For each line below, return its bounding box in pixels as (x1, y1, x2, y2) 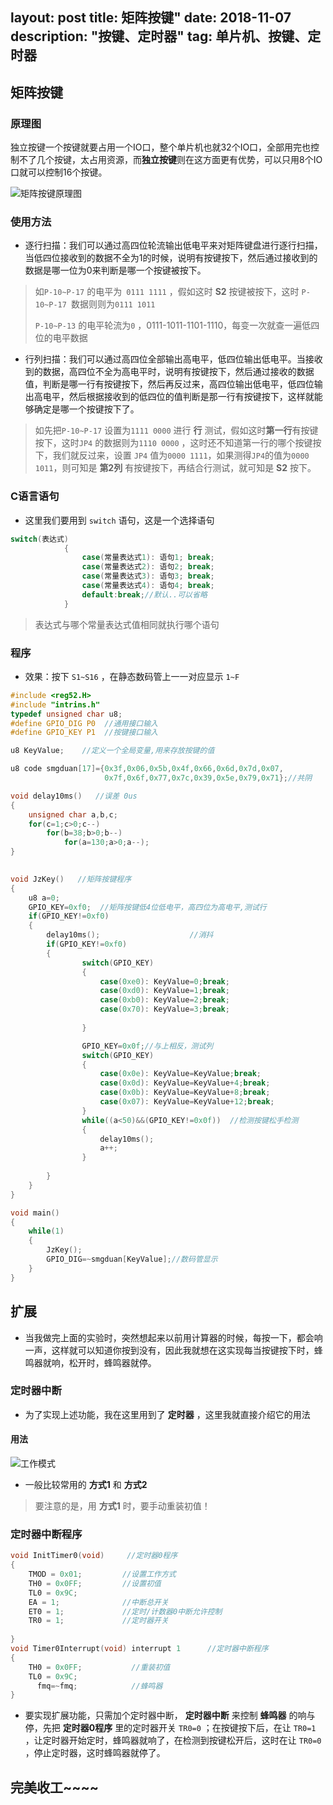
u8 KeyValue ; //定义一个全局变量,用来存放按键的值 (10, 746, 215, 756)
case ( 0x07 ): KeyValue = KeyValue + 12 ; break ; (99, 1097, 275, 1107)
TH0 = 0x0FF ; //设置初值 (28, 1578, 162, 1588)
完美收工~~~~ (10, 1779, 100, 1796)
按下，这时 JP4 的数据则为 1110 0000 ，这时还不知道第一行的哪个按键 (34, 437, 313, 449)
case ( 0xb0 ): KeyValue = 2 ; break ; (99, 995, 230, 1005)
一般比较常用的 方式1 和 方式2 (24, 1479, 148, 1491)
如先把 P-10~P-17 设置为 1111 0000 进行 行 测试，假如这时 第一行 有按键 (34, 424, 319, 437)
